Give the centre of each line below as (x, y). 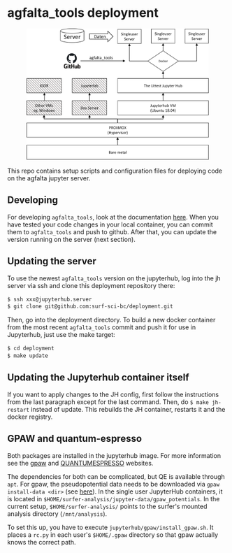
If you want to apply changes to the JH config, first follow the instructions (113, 394)
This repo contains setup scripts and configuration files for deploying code (115, 171)
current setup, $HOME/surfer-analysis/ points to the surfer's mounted (107, 506)
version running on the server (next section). (72, 239)
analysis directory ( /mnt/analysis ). (57, 513)
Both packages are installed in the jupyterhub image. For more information (114, 455)
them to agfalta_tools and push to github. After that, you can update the (112, 231)
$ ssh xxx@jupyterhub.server (50, 299)
